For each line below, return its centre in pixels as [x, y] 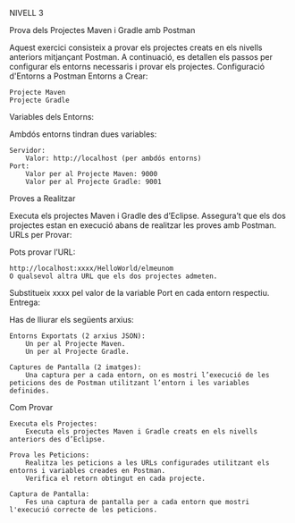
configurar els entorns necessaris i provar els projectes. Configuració [137, 67]
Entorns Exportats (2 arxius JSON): [77, 336]
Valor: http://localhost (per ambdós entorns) [114, 158]
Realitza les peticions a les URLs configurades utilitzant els [147, 463]
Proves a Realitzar [42, 198]
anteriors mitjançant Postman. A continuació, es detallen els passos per [141, 57]
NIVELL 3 [26, 13]
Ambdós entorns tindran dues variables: [83, 134]
